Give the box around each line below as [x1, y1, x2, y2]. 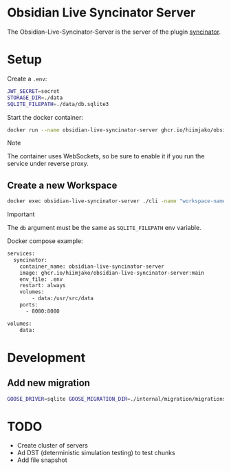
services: [7, 250, 36, 258]
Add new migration [7, 377, 91, 389]
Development [7, 350, 86, 366]
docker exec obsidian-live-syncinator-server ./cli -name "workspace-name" [7, 198, 229, 205]
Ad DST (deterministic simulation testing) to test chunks [16, 449, 175, 457]
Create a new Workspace [7, 179, 118, 191]
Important [7, 210, 35, 218]
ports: [19, 302, 38, 308]
